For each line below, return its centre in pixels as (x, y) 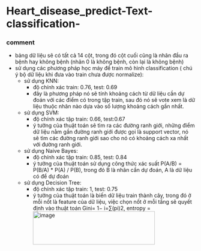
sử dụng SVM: (41, 113)
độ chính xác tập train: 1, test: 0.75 (75, 189)
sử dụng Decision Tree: (52, 183)
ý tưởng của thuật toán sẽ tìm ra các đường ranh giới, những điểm (114, 125)
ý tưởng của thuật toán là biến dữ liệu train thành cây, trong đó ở (112, 195)
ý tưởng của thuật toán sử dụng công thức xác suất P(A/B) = (107, 164)
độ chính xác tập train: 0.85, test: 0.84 (80, 158)
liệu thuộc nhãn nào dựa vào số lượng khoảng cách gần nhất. (108, 107)
